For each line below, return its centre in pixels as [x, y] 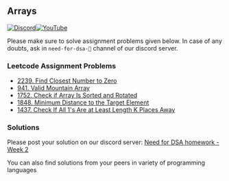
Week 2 [18, 150]
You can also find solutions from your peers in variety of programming [106, 163]
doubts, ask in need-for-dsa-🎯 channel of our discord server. [93, 48]
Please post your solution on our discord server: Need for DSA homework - [113, 142]
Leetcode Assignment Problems [62, 66]
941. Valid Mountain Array [53, 88]
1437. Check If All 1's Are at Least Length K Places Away [96, 110]
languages [22, 170]
